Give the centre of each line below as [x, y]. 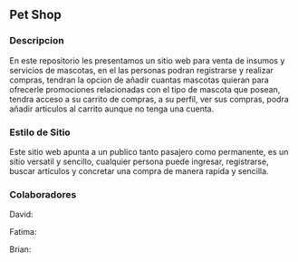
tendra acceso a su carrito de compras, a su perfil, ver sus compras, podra [149, 99]
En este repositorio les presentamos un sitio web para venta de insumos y [147, 60]
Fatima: [23, 232]
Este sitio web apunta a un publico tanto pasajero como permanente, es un [149, 151]
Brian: [20, 249]
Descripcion [37, 41]
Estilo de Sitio [40, 132]
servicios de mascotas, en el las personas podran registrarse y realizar [142, 70]
